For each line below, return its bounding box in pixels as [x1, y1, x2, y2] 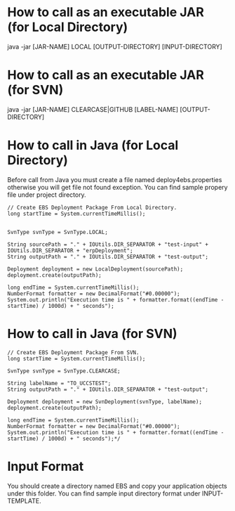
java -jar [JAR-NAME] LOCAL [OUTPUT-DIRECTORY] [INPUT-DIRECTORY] [7, 42, 222, 51]
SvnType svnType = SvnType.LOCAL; [7, 228, 109, 235]
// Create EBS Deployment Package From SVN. [7, 349, 140, 356]
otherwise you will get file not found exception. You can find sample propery [7, 183, 228, 191]
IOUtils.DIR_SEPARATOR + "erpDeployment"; [7, 247, 133, 254]
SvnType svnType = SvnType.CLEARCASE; [7, 367, 121, 375]
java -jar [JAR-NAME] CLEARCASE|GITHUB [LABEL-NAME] [7, 105, 179, 113]
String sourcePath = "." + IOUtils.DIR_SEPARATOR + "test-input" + [7, 240, 209, 248]
